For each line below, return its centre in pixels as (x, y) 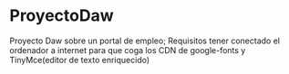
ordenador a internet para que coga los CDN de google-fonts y (128, 50)
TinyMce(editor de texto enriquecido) (80, 60)
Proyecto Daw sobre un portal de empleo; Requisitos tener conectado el (145, 41)
